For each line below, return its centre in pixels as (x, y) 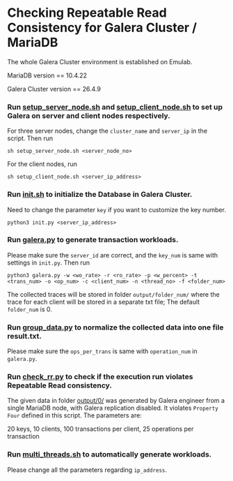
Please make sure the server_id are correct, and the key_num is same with (113, 255)
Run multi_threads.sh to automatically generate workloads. (110, 454)
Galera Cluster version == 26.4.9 (54, 89)
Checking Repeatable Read (87, 13)
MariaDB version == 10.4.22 (47, 75)
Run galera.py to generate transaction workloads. (93, 240)
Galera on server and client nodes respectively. (89, 115)
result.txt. (24, 336)
